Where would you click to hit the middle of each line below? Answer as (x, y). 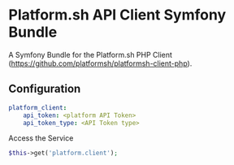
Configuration (45, 89)
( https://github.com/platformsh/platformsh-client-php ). (100, 63)
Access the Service (41, 138)
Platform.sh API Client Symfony (117, 15)
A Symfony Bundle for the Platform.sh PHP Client (91, 54)
